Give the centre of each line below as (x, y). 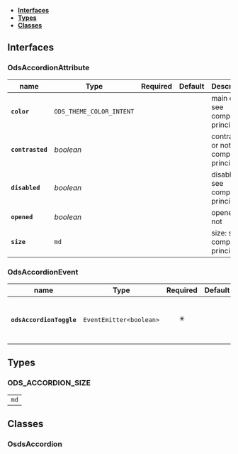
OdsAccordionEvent (43, 272)
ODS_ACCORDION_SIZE (49, 383)
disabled (25, 188)
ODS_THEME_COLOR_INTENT (94, 111)
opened (22, 217)
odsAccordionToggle (44, 320)
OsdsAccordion (35, 444)
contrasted (29, 149)
